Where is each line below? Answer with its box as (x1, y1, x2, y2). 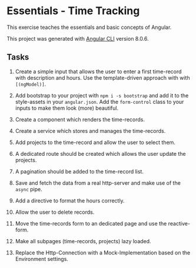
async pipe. (15, 185, 43, 192)
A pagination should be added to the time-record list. (15, 168, 144, 175)
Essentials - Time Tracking (6, 4, 140, 18)
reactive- (168, 220, 191, 227)
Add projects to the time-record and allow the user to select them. (15, 139, 176, 146)
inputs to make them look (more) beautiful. (15, 104, 119, 112)
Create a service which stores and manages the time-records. (15, 127, 166, 134)
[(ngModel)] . (15, 80, 46, 87)
